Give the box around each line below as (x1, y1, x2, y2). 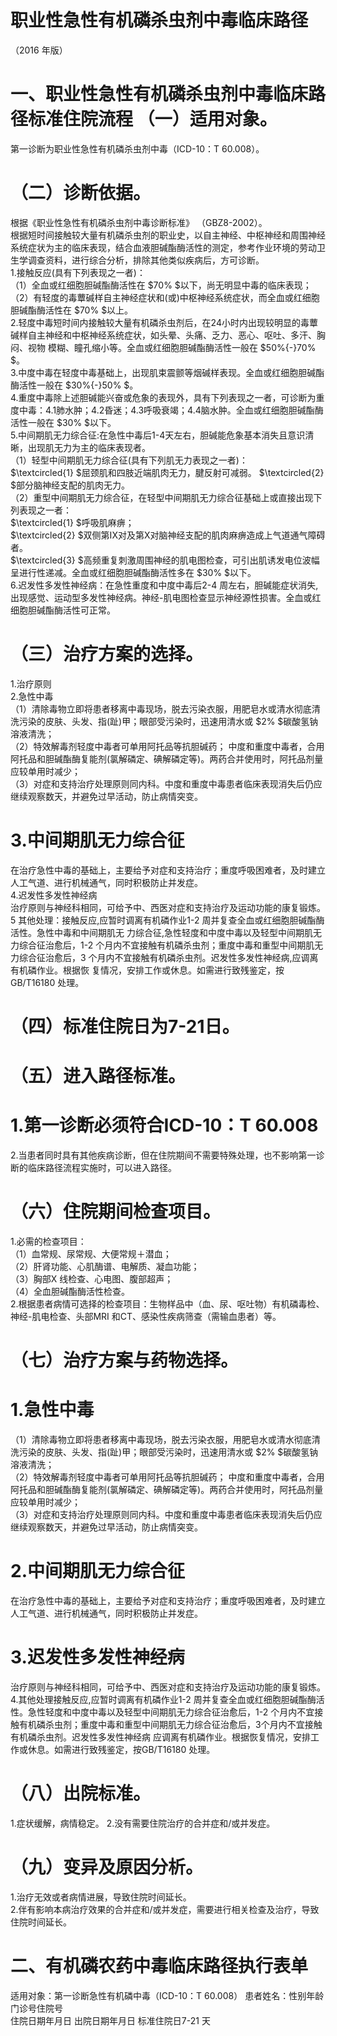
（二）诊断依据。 (10, 182, 152, 205)
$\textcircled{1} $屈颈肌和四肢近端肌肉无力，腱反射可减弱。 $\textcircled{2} (10, 466, 325, 478)
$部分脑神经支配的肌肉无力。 (10, 479, 130, 491)
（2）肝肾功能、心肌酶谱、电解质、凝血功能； (10, 1260, 200, 1272)
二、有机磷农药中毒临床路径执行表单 (10, 1955, 309, 1977)
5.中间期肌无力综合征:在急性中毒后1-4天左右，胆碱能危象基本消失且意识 (10, 429, 306, 441)
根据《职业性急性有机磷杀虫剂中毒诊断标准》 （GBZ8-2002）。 (10, 216, 268, 228)
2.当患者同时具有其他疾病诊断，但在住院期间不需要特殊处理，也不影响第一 (10, 1149, 317, 1161)
